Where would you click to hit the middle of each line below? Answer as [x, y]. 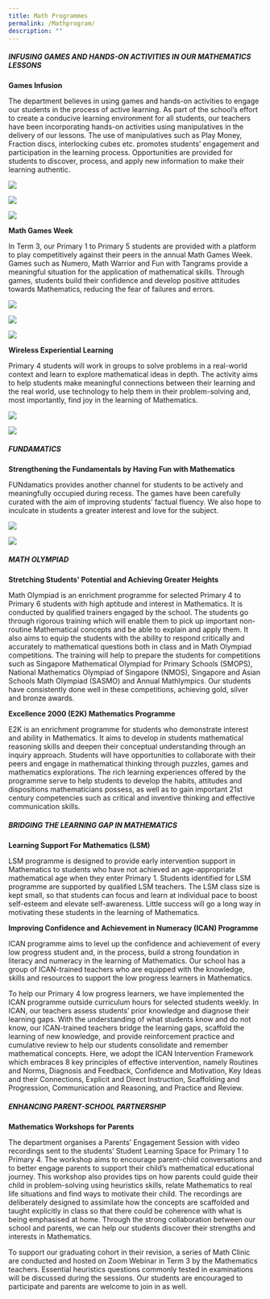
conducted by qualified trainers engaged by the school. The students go [129, 612]
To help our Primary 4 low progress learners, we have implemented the [126, 994]
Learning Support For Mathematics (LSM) [79, 846]
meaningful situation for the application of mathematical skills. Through [127, 272]
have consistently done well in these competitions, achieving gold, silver [128, 690]
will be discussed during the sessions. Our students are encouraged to [126, 1278]
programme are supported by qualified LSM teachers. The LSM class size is [134, 887]
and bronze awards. [42, 698]
